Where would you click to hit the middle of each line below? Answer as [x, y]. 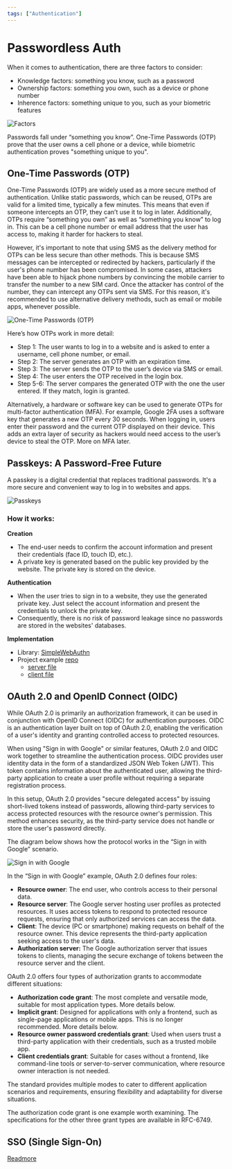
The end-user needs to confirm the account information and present [115, 547]
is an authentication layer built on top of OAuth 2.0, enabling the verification [115, 728]
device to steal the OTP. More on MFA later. [69, 442]
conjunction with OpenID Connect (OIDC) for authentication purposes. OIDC [116, 720]
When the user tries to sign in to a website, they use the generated [112, 596]
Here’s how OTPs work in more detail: [61, 334]
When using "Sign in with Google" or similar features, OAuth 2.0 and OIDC [113, 749]
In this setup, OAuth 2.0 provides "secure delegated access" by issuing [109, 799]
